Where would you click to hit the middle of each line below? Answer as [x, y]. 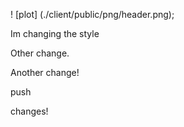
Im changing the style [55, 33]
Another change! [45, 72]
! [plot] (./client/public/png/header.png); [92, 14]
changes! [29, 111]
